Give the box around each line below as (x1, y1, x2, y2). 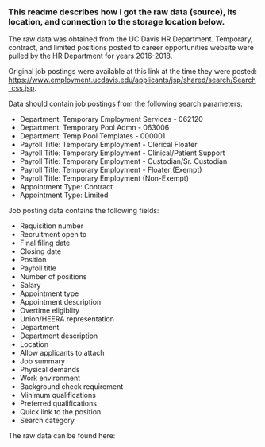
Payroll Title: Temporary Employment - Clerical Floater (19, 140, 198, 150)
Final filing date (19, 238, 71, 248)
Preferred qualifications (19, 398, 98, 408)
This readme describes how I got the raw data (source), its (8, 6, 237, 17)
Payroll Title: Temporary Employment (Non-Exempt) (19, 173, 189, 183)
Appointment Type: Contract (19, 182, 113, 192)
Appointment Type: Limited (19, 190, 109, 200)
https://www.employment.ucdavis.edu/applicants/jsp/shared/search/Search (8, 75, 256, 85)
